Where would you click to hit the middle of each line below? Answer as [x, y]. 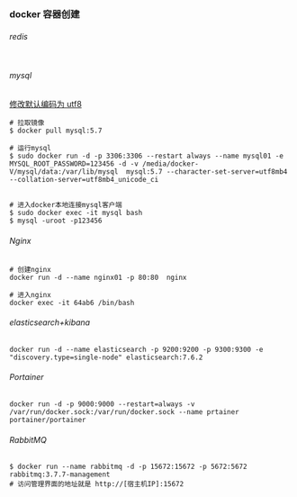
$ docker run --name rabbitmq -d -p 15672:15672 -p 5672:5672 [128, 467]
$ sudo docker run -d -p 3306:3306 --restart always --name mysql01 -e [146, 156]
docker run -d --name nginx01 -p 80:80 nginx [98, 277]
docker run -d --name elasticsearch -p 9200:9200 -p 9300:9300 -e [136, 349]
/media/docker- [171, 164]
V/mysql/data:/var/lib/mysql [64, 172]
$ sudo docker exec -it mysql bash [76, 213]
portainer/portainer [48, 420]
